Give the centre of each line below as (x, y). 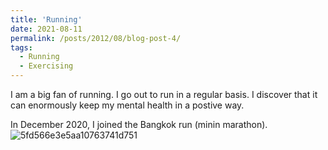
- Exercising (46, 66)
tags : (21, 47)
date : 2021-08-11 (46, 29)
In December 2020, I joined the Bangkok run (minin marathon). (139, 124)
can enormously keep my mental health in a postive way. (127, 105)
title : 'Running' (46, 19)
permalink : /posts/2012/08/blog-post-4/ (96, 38)
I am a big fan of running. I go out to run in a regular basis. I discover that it (164, 94)
